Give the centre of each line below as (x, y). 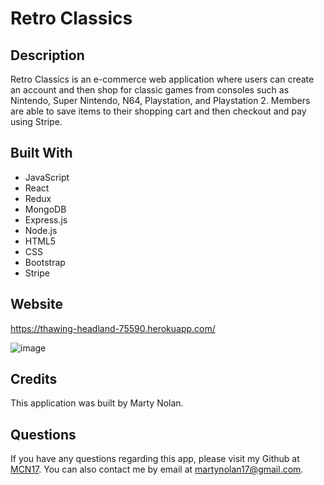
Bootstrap (45, 262)
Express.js (46, 219)
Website (36, 304)
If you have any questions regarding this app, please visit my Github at (155, 459)
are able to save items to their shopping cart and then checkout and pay (158, 111)
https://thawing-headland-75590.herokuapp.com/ (113, 328)
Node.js (41, 230)
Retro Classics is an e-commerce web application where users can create (162, 79)
